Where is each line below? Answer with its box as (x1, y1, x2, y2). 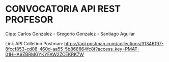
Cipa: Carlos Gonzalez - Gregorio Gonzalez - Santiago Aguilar (5, 30, 135, 37)
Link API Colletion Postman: (5, 40, 64, 46)
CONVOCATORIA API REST (5, 3, 121, 15)
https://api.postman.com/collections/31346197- (64, 40, 164, 46)
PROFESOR (5, 14, 53, 25)
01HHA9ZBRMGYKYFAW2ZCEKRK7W (5, 51, 84, 57)
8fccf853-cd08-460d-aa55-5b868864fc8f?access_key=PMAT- (5, 46, 139, 52)
